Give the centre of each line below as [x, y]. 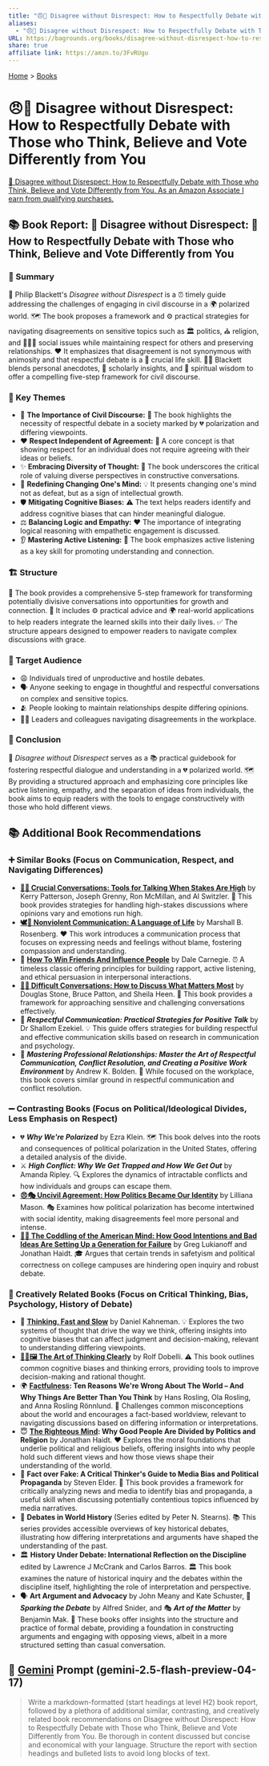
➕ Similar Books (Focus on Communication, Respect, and [121, 860]
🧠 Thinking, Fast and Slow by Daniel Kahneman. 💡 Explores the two [132, 1321]
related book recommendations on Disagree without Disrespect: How [142, 1719]
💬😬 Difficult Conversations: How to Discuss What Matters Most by [132, 985]
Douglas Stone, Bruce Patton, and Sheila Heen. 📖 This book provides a [136, 994]
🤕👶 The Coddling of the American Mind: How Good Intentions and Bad [139, 1236]
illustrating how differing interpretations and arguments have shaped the [139, 1537]
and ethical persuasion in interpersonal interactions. [106, 976]
